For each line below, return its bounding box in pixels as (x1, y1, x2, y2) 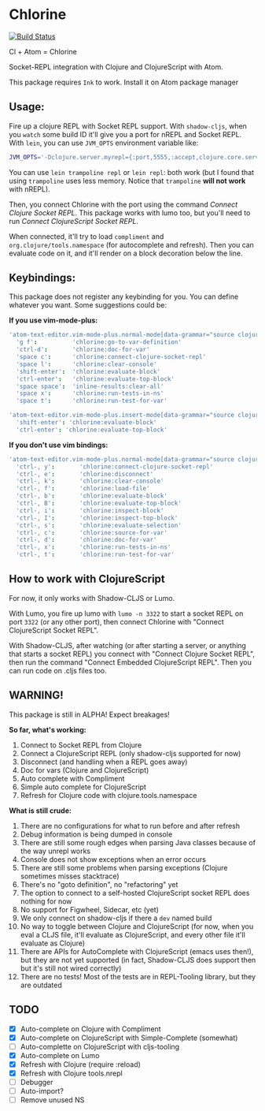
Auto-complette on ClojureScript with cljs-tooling (20, 1042, 180, 1051)
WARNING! (9, 688, 64, 703)
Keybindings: (9, 271, 76, 285)
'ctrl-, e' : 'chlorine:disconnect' (16, 470, 154, 478)
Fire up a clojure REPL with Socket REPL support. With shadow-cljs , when (9, 121, 247, 131)
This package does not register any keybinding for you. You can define (9, 292, 239, 301)
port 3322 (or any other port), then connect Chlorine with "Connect (9, 617, 224, 626)
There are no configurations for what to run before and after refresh (20, 821, 241, 830)
